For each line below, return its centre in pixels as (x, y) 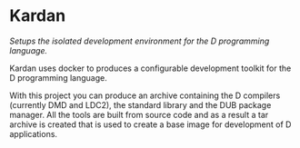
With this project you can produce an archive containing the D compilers (145, 95)
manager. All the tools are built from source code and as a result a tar (139, 114)
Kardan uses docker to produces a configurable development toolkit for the (150, 68)
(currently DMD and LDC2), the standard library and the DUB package (140, 104)
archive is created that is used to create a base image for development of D (150, 124)
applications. (33, 133)
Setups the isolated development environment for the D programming (140, 41)
